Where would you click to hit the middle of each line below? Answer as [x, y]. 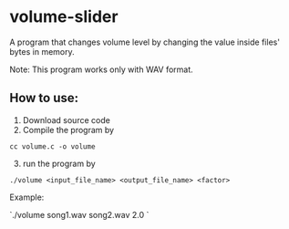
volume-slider [64, 17]
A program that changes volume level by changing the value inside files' [145, 42]
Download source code [67, 120]
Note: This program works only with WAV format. [101, 69]
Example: [27, 197]
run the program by [59, 163]
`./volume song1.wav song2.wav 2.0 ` [79, 214]
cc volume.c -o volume [52, 146]
